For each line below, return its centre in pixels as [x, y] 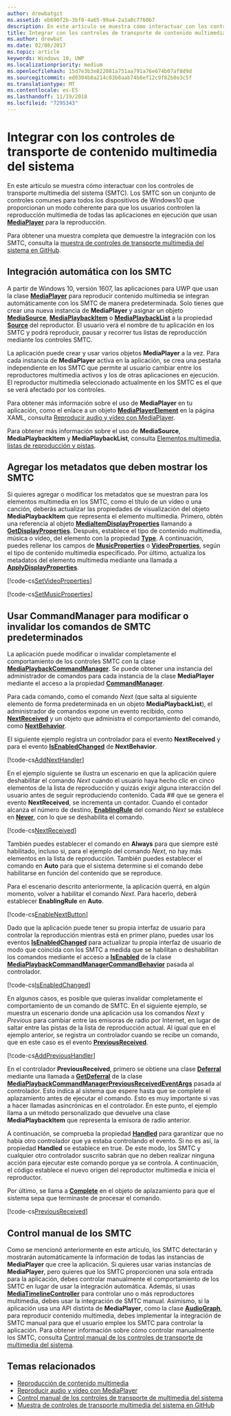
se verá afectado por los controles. [57, 389]
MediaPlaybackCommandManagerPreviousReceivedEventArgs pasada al [114, 1084]
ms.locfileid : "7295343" [43, 103]
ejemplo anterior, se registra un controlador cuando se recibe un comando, [113, 1035]
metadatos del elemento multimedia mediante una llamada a [92, 560]
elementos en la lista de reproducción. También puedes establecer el [105, 859]
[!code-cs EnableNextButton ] [47, 915]
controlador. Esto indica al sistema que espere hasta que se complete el [109, 1091]
